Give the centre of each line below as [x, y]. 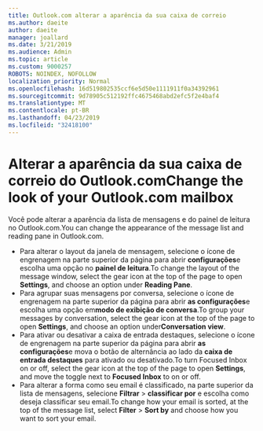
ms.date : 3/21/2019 [40, 45]
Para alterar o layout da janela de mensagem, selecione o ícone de [127, 251]
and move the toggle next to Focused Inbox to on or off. [110, 376]
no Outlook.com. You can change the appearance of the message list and [126, 227]
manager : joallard [38, 37]
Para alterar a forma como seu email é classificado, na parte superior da [136, 385]
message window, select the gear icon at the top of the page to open [131, 276]
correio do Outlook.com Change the [126, 181]
